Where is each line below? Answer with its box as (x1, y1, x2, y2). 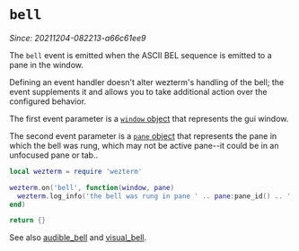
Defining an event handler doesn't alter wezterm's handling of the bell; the (9, 76, 285, 87)
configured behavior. (9, 96, 87, 107)
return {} (9, 216, 47, 225)
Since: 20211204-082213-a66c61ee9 (9, 32, 146, 43)
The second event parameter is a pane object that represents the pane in (9, 130, 277, 141)
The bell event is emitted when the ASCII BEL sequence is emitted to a (9, 49, 272, 60)
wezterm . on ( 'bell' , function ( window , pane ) (9, 183, 175, 192)
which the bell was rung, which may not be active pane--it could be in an (9, 140, 279, 151)
